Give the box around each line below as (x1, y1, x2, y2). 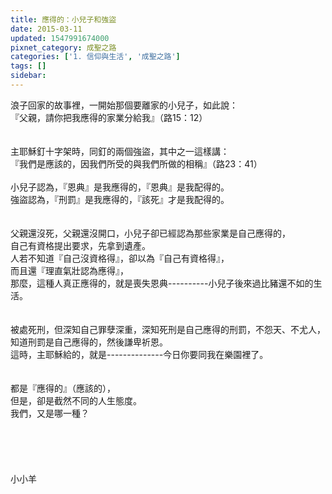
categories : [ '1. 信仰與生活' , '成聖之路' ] (10, 52, 181, 62)
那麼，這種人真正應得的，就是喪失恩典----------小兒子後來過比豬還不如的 (10, 277, 314, 289)
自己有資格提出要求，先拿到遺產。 (10, 239, 151, 251)
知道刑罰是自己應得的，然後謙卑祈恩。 (10, 336, 168, 348)
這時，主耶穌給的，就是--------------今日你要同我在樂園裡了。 (10, 348, 269, 360)
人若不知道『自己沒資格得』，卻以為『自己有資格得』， (10, 252, 230, 264)
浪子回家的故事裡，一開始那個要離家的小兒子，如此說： (10, 99, 238, 111)
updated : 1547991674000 (10, 33, 110, 43)
